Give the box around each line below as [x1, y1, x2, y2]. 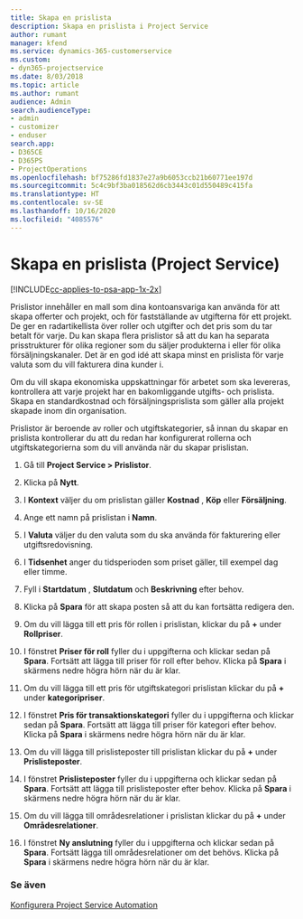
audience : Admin [10, 97, 71, 107]
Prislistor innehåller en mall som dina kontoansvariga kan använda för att [10, 301, 280, 312]
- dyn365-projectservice [10, 64, 104, 73]
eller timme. [23, 566, 68, 577]
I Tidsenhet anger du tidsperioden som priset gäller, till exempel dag [23, 557, 279, 567]
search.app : [10, 139, 55, 148]
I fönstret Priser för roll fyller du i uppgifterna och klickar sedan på [23, 645, 271, 656]
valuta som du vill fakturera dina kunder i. [10, 359, 164, 370]
